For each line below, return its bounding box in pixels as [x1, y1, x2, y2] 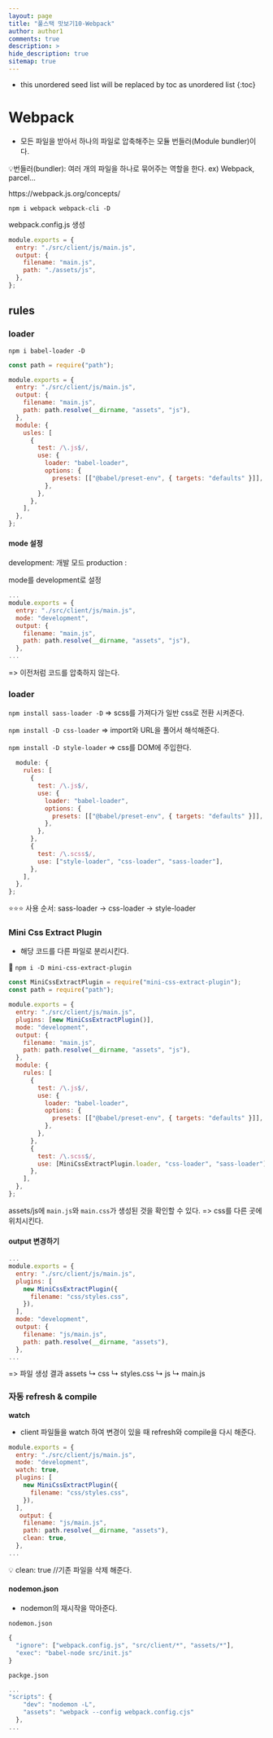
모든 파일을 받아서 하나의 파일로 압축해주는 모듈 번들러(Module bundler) [19, 136, 250, 146]
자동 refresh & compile [8, 1391, 97, 1402]
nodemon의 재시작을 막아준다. [19, 1604, 118, 1613]
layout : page [8, 11, 53, 20]
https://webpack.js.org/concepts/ [8, 188, 120, 198]
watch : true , [15, 1466, 60, 1474]
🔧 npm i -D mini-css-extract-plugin [8, 963, 132, 972]
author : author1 [8, 27, 63, 35]
